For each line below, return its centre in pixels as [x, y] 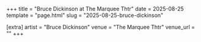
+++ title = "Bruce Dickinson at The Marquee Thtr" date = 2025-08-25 [95, 9]
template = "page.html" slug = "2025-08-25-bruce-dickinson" [85, 15]
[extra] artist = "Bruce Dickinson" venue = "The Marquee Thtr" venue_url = [101, 27]
